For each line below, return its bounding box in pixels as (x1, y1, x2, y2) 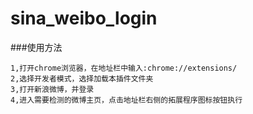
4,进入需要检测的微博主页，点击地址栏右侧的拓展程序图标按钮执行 (10, 95, 243, 105)
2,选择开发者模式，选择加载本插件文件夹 (10, 73, 154, 84)
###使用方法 (10, 41, 63, 53)
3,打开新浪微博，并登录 (10, 84, 95, 94)
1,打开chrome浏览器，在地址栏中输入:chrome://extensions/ (10, 63, 238, 73)
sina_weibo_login (10, 7, 158, 30)
